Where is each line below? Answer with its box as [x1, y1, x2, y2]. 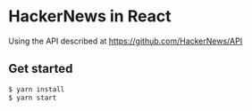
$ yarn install [8, 84, 65, 94]
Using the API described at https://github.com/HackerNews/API [8, 36, 243, 46]
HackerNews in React [8, 6, 172, 27]
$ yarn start [8, 93, 57, 102]
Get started [8, 61, 73, 76]
